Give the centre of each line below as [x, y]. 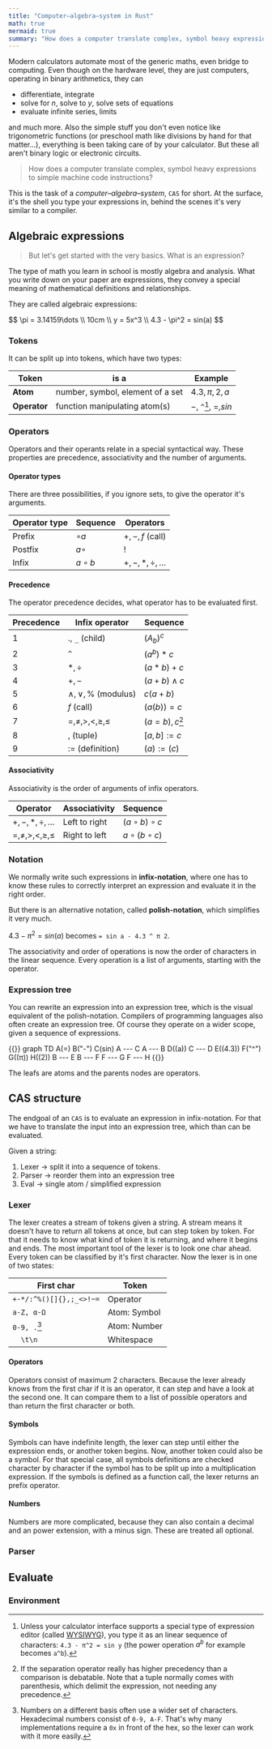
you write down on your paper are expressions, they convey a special [124, 280]
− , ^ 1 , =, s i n [211, 406]
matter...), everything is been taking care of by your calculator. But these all [134, 145]
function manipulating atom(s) [113, 406]
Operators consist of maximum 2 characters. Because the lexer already [127, 1379]
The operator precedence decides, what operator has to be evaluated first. [133, 603]
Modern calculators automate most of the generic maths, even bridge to [129, 62]
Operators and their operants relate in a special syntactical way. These [126, 449]
